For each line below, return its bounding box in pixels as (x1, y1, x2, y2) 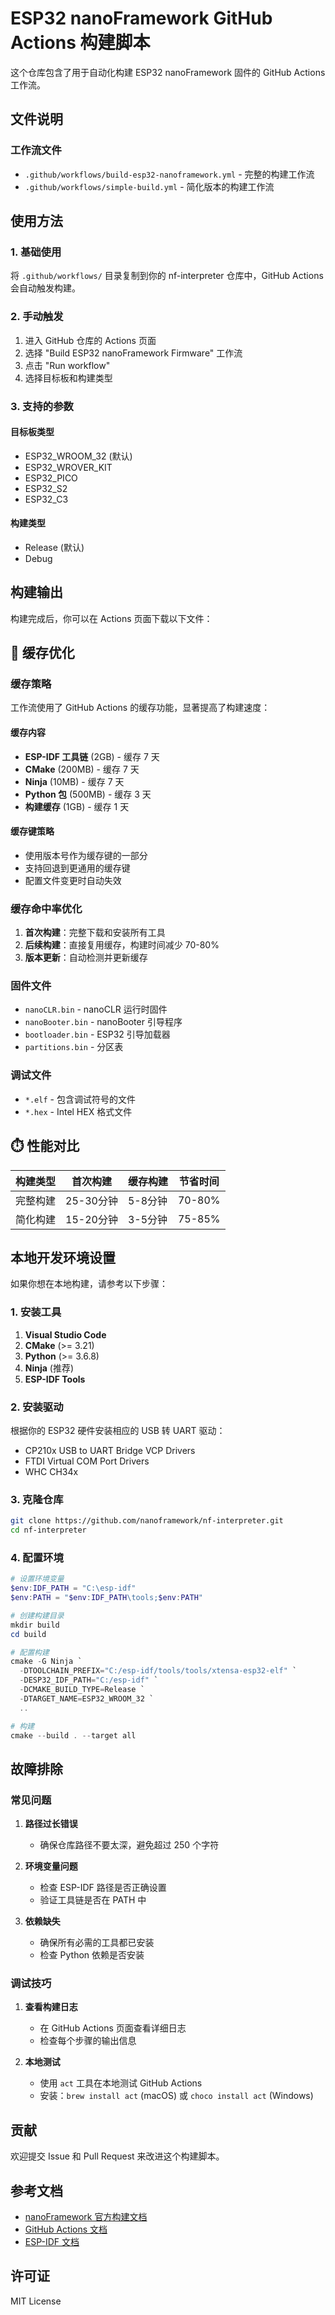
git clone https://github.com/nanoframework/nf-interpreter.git (10, 1516, 284, 1526)
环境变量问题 (24, 1860, 78, 1872)
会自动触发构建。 (10, 282, 81, 294)
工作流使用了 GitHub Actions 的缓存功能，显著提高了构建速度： (10, 702, 271, 714)
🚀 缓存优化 (10, 645, 75, 662)
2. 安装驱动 (10, 1400, 64, 1414)
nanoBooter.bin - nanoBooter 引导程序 (24, 1016, 183, 1028)
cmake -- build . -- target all (10, 1730, 137, 1741)
